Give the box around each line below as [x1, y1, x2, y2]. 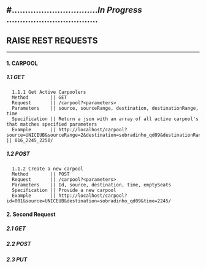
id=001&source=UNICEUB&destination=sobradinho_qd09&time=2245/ [6, 197, 172, 204]
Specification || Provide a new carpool [12, 187, 116, 193]
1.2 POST [6, 150, 31, 158]
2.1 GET [6, 224, 26, 232]
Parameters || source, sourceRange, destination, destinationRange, [12, 105, 199, 111]
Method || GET [12, 94, 67, 101]
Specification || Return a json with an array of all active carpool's [12, 116, 199, 122]
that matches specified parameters [6, 121, 97, 128]
